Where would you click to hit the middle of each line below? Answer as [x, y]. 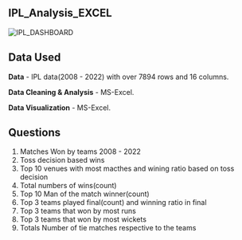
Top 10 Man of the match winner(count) [84, 194]
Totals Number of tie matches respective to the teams [108, 228]
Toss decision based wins [62, 160]
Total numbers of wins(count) [68, 186]
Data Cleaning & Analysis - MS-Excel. [71, 92]
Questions [35, 133]
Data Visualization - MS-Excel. [60, 108]
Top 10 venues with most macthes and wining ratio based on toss [127, 169]
